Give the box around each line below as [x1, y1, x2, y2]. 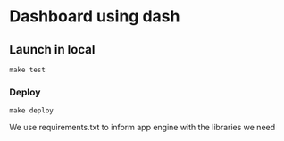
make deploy [9, 106, 54, 115]
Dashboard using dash [9, 6, 180, 27]
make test [9, 65, 46, 74]
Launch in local [9, 42, 96, 57]
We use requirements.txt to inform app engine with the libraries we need [9, 122, 276, 133]
